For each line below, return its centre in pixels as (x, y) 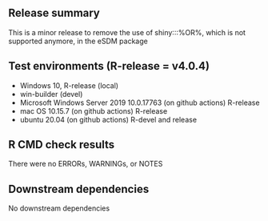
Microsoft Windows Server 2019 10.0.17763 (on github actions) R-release (140, 102)
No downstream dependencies (59, 208)
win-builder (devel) (51, 94)
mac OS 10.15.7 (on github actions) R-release (94, 110)
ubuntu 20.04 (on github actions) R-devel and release (108, 119)
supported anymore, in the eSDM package (78, 41)
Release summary (54, 13)
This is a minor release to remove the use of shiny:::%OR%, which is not (127, 32)
